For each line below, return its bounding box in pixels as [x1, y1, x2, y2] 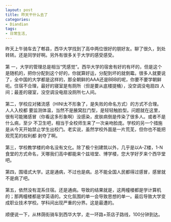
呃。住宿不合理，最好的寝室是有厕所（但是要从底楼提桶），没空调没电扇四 [5, 83, 159, 89]
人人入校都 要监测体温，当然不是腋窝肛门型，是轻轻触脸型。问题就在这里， [5, 107, 163, 113]
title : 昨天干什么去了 [5, 12, 48, 17]
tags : [5, 26, 17, 31]
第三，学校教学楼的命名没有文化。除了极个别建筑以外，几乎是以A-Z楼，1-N [5, 144, 163, 150]
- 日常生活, [5, 31, 28, 36]
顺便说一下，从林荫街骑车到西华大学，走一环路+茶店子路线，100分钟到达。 [5, 211, 163, 217]
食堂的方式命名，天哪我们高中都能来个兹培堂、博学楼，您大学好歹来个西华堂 [5, 151, 166, 156]
